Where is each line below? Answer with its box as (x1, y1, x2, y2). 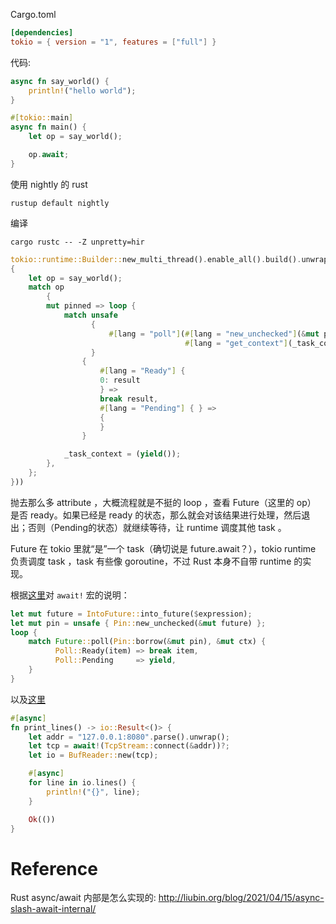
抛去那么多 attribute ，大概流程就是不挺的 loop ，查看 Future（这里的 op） (10, 496, 317, 508)
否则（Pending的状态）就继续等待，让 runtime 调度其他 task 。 (27, 521, 287, 533)
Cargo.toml (10, 9, 57, 20)
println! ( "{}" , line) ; (46, 787, 141, 797)
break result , (99, 394, 159, 404)
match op (28, 282, 65, 293)
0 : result (99, 375, 141, 386)
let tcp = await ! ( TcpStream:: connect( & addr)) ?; (28, 741, 230, 751)
